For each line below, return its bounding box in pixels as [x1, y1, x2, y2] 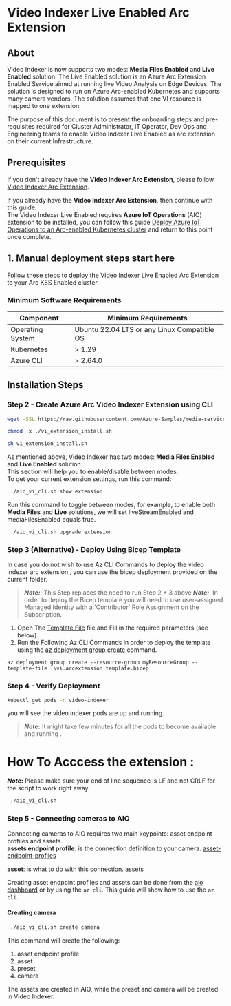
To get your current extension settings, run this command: [7, 475, 172, 483]
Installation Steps [7, 379, 84, 391]
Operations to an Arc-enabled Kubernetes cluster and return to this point [7, 225, 213, 234]
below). [16, 631, 39, 639]
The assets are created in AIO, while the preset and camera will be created [7, 985, 219, 993]
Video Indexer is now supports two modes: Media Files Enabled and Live [7, 65, 215, 73]
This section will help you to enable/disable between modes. [7, 467, 179, 476]
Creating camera [7, 908, 56, 917]
